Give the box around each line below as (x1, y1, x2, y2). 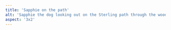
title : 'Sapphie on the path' (5, 7, 70, 13)
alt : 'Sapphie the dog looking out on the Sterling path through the (5, 12, 156, 17)
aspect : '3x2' (5, 17, 36, 22)
